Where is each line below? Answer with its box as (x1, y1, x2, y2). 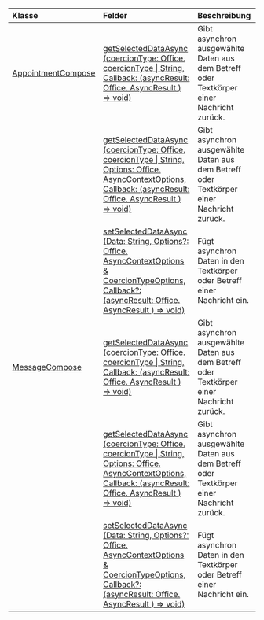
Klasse (12, 10, 38, 20)
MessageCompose (12, 362, 82, 372)
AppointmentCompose (12, 68, 96, 78)
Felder (103, 10, 128, 20)
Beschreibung (197, 10, 251, 20)
